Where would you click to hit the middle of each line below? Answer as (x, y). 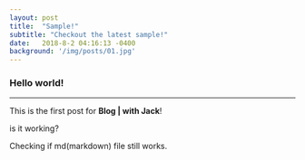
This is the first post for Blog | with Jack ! (86, 111)
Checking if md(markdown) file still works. (89, 146)
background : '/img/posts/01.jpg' (73, 52)
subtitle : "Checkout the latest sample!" (89, 34)
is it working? (34, 128)
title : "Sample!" (44, 26)
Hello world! (37, 83)
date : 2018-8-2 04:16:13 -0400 (73, 43)
